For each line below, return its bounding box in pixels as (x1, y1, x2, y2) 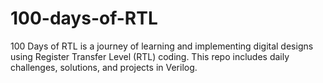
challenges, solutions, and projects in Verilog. (10, 61, 198, 73)
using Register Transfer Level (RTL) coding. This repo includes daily (10, 50, 290, 62)
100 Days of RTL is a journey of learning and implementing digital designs (10, 40, 314, 52)
